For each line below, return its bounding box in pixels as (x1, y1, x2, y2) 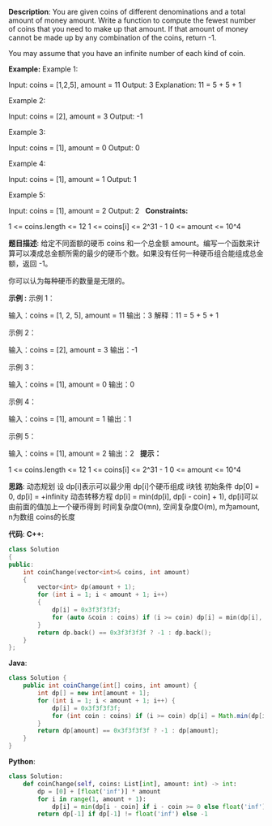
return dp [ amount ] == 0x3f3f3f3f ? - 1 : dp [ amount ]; (37, 727, 219, 735)
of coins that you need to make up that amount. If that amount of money (8, 24, 249, 33)
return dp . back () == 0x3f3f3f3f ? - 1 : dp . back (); (37, 629, 212, 637)
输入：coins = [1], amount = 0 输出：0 (8, 379, 135, 389)
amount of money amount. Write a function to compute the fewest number (8, 15, 257, 25)
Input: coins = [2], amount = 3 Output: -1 (8, 111, 143, 121)
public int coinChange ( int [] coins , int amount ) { (23, 681, 198, 690)
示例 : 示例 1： (8, 293, 55, 303)
